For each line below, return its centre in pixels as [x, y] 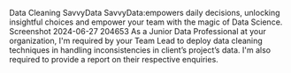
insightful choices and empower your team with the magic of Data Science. [146, 22]
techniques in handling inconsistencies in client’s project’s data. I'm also [140, 50]
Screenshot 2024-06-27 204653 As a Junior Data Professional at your [138, 31]
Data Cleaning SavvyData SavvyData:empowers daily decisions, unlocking [145, 13]
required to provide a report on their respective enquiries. [114, 59]
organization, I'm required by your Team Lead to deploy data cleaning [136, 40]
